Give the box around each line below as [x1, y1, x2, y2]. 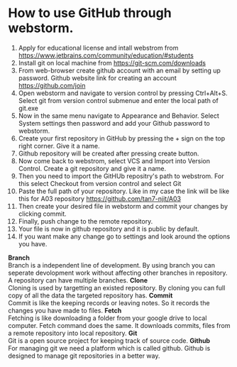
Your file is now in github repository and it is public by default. [18, 224, 199, 233]
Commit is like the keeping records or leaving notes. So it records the [8, 298, 210, 307]
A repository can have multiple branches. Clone [8, 275, 148, 285]
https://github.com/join [18, 81, 86, 89]
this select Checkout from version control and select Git [18, 179, 182, 187]
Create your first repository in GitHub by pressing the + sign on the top [18, 133, 226, 143]
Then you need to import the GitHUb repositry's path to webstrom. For [18, 172, 224, 180]
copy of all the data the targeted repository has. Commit [8, 291, 173, 300]
